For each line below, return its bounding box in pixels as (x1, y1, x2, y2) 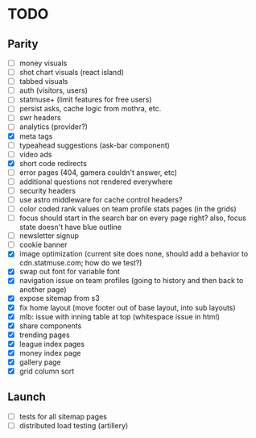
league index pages (19, 339, 85, 348)
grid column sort (19, 366, 75, 376)
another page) (19, 285, 67, 294)
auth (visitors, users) (19, 86, 88, 95)
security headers (19, 186, 76, 195)
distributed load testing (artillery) (19, 420, 129, 430)
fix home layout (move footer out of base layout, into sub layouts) (19, 302, 236, 312)
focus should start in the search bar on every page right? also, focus (19, 213, 246, 223)
